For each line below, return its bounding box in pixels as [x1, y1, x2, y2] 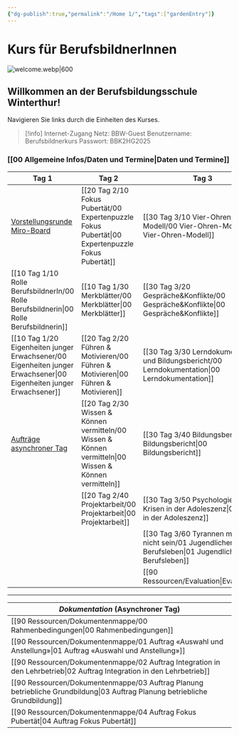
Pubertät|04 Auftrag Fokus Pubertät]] [11, 716, 137, 726]
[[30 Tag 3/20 [142, 281, 191, 291]
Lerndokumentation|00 [142, 365, 221, 375]
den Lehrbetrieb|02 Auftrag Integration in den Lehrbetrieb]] [11, 666, 211, 676]
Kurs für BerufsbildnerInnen [7, 41, 177, 57]
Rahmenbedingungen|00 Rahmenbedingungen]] [11, 625, 174, 635]
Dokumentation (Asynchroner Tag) [58, 604, 181, 614]
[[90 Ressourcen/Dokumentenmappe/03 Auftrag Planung [11, 677, 204, 687]
